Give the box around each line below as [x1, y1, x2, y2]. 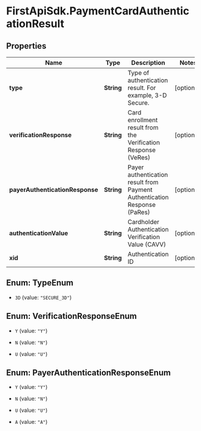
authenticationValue [9, 229, 68, 237]
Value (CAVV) [127, 240, 166, 248]
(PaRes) [127, 208, 151, 216]
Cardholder [127, 218, 160, 226]
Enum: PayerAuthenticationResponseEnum [6, 367, 171, 378]
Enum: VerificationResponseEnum [6, 311, 137, 321]
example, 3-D [127, 91, 167, 100]
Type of [127, 69, 150, 77]
